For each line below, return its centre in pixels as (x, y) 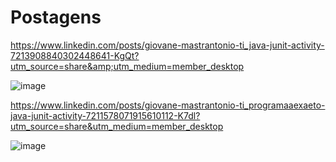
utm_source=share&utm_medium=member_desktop (117, 126)
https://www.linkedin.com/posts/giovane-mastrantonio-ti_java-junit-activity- (167, 45)
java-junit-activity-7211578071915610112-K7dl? (105, 115)
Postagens (56, 17)
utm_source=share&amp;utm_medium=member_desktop (127, 66)
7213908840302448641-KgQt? (75, 55)
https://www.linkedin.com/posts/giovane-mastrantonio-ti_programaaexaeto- (168, 105)
